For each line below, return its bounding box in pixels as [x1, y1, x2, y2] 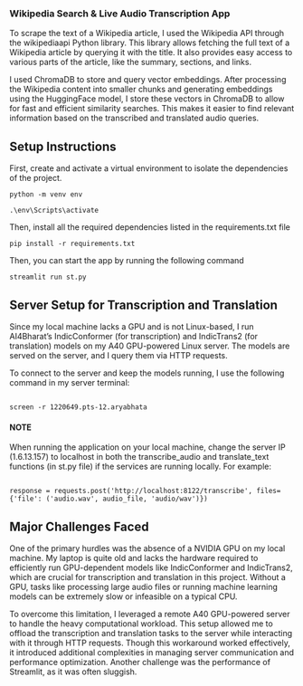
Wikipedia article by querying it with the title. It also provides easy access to [9, 47, 293, 58]
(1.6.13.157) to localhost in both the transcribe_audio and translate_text [9, 452, 270, 462]
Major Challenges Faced [9, 519, 149, 534]
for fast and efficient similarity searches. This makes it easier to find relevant [9, 103, 295, 114]
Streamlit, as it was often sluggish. [9, 666, 137, 677]
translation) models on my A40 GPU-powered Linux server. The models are [9, 340, 290, 351]
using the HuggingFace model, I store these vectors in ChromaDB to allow [9, 93, 285, 104]
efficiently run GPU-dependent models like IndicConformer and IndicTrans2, [9, 562, 293, 573]
